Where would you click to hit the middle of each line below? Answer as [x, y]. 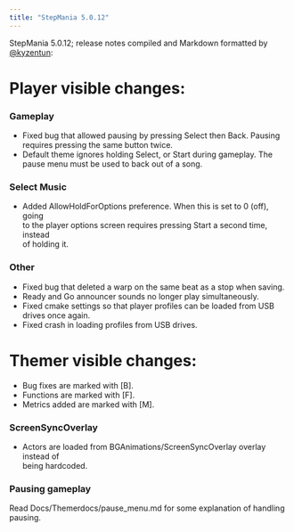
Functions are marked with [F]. [78, 395]
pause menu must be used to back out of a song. [112, 164]
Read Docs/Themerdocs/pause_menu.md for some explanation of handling [147, 508]
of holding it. [45, 244]
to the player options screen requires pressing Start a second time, [145, 225]
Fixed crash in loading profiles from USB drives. [110, 324]
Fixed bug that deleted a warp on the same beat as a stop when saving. [153, 287]
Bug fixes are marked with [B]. [78, 385]
